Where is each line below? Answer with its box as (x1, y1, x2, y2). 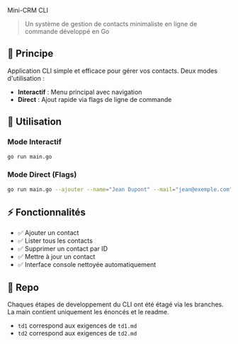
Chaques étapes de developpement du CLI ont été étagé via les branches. (7, 300, 225, 309)
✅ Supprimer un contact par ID (17, 244, 108, 253)
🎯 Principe (7, 47, 54, 59)
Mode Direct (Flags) (7, 170, 77, 180)
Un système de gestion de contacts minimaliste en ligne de (24, 20, 198, 28)
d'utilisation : (7, 74, 45, 82)
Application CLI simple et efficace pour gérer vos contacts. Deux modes (7, 67, 218, 75)
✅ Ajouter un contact (17, 229, 79, 237)
